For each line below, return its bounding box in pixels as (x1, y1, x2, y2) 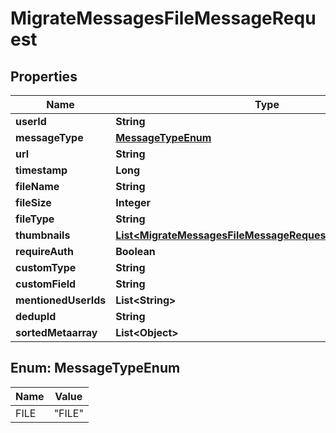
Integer (115, 196, 152, 209)
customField (15, 277, 77, 291)
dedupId (15, 310, 57, 323)
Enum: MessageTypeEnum (10, 360, 181, 377)
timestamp (15, 163, 68, 177)
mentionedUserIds (15, 293, 107, 307)
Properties (10, 68, 78, 85)
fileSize (15, 196, 52, 209)
